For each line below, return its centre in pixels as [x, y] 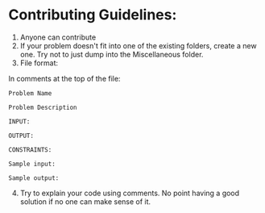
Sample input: [32, 164]
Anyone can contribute [58, 37]
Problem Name [30, 93]
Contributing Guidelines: [93, 15]
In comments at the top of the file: [64, 78]
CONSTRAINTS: [30, 150]
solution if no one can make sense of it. [85, 201]
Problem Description [43, 107]
